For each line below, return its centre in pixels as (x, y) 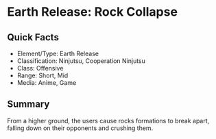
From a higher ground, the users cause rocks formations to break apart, (108, 121)
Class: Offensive (40, 68)
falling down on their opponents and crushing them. (80, 128)
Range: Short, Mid (43, 75)
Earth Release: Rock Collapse (93, 12)
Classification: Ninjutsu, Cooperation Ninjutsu (81, 61)
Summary (28, 104)
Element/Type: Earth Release (58, 53)
